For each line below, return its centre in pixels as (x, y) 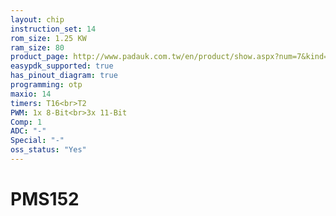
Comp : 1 (26, 122)
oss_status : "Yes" (48, 150)
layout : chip (37, 19)
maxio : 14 (31, 94)
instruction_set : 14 (53, 29)
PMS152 (45, 199)
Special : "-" (37, 141)
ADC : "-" (28, 131)
